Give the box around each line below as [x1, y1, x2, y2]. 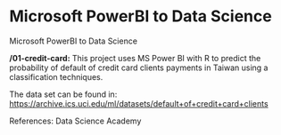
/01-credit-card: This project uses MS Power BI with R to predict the [9, 52, 261, 63]
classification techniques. [9, 71, 103, 82]
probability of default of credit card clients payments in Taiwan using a [9, 62, 269, 73]
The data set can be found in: [9, 89, 118, 99]
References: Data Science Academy [9, 115, 142, 126]
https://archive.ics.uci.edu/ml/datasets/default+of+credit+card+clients [9, 98, 269, 108]
